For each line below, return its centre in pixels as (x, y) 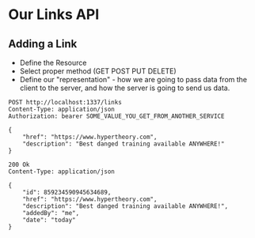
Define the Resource (53, 62)
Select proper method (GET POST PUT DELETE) (98, 71)
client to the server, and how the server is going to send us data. (125, 88)
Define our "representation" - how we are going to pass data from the (133, 79)
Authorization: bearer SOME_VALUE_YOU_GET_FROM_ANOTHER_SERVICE (116, 116)
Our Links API (54, 15)
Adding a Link (43, 44)
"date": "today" (49, 220)
